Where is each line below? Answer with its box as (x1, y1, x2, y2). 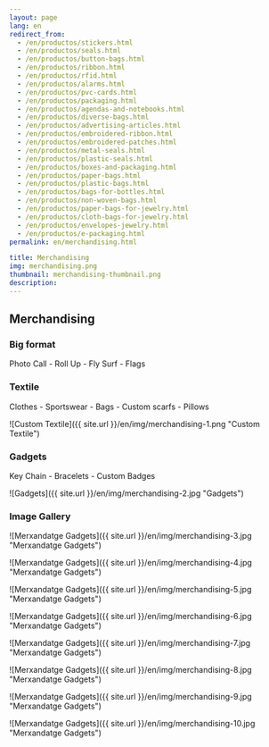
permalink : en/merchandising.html (9, 238, 138, 247)
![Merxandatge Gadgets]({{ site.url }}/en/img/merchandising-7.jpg (9, 638, 251, 649)
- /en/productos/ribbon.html (17, 63, 126, 72)
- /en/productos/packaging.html (17, 96, 138, 105)
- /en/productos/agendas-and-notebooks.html (17, 105, 185, 113)
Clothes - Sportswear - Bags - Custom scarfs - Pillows (9, 401, 209, 412)
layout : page (9, 13, 58, 22)
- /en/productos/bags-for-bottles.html (17, 188, 166, 197)
